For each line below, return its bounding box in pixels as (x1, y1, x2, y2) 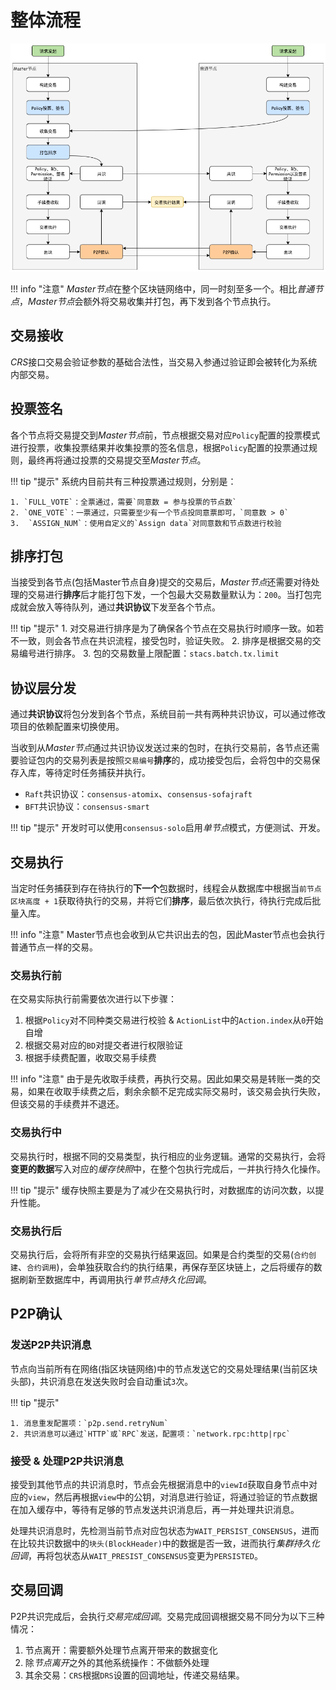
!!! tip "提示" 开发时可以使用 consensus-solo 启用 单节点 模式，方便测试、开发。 (10, 822, 326, 834)
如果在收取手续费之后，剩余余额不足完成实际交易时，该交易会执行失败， (27, 1086, 326, 1098)
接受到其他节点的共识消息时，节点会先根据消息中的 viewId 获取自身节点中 (10, 1478, 309, 1490)
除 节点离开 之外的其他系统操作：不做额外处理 (24, 1656, 210, 1668)
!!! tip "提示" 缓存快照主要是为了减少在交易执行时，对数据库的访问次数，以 (10, 1184, 316, 1196)
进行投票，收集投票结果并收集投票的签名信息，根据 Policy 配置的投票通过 (10, 441, 309, 453)
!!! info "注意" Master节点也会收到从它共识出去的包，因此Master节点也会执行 (10, 929, 326, 941)
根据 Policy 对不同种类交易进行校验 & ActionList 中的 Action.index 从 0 (24, 1014, 307, 1026)
